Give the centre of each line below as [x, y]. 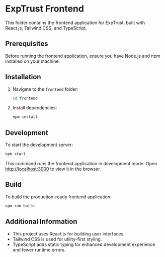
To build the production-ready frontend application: [58, 197]
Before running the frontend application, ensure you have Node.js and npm [83, 56]
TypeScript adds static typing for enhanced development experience [84, 244]
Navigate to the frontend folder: [45, 89]
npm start [16, 154]
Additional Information [41, 222]
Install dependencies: [35, 108]
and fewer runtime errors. [39, 249]
